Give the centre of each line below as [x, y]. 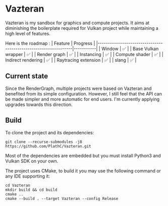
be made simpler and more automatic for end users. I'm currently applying [82, 99]
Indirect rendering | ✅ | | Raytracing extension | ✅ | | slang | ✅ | [71, 60]
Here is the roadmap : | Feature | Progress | [50, 43]
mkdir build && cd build [31, 190]
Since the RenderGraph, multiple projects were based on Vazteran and [78, 88]
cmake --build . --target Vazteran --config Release [62, 198]
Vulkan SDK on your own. [32, 161]
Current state [27, 76]
